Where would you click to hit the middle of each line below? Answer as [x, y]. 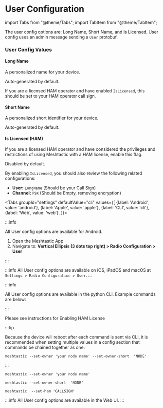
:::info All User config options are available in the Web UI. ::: [64, 400]
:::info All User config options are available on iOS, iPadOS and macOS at [78, 270]
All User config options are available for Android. [54, 231]
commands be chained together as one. [45, 347]
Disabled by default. [25, 164]
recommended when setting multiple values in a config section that [72, 342]
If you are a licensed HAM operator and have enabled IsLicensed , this [75, 91]
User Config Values [28, 50]
